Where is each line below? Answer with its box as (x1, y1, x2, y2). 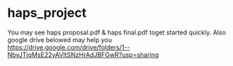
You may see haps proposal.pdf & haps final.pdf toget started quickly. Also (7, 28, 226, 37)
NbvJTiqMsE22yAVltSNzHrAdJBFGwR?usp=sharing (7, 51, 159, 59)
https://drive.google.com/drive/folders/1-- (7, 43, 130, 51)
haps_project (7, 5, 87, 21)
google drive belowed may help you (7, 35, 112, 44)
